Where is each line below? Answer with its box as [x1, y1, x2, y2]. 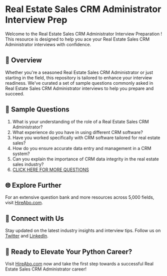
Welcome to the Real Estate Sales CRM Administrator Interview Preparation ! [5, 31, 162, 37]
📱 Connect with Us [5, 214, 64, 223]
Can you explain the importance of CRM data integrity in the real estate [12, 156, 159, 162]
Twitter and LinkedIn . [5, 233, 48, 239]
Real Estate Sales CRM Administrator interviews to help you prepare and [5, 85, 154, 91]
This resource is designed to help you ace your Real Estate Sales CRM [5, 36, 150, 42]
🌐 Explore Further [5, 181, 61, 189]
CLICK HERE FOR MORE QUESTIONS [12, 167, 89, 173]
